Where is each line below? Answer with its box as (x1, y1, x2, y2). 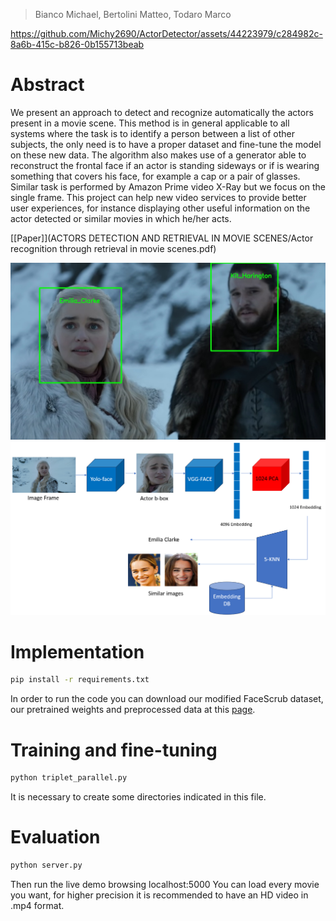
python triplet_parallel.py (10, 773, 128, 783)
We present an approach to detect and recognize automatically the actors (10, 106, 314, 118)
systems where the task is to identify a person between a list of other (10, 127, 295, 139)
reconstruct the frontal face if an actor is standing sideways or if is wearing (10, 159, 320, 171)
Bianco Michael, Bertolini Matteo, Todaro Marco (34, 9, 232, 20)
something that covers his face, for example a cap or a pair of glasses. (10, 170, 301, 182)
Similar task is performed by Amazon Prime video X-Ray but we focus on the (10, 180, 326, 193)
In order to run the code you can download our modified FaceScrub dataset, (10, 693, 324, 705)
